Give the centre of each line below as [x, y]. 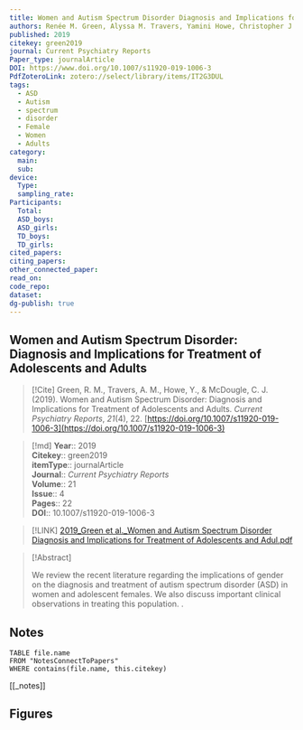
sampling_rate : [46, 194]
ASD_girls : [38, 228]
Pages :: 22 [51, 503]
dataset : [26, 295]
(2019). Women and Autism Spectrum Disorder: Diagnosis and [147, 399]
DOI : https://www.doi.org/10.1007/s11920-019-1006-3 [110, 69]
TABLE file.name [40, 653]
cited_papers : [36, 253]
